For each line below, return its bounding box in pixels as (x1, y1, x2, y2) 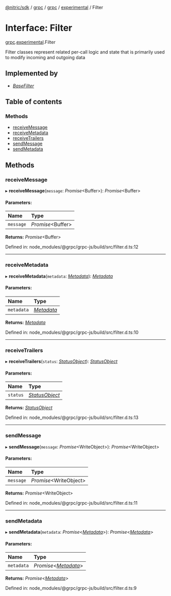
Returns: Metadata (5, 319, 46, 326)
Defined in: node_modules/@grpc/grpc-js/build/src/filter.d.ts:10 (5, 329, 139, 335)
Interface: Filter (5, 22, 72, 34)
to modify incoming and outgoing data (5, 54, 85, 60)
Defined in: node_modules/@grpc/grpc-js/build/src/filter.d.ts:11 (5, 500, 138, 506)
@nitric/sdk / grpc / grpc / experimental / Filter (5, 5, 103, 10)
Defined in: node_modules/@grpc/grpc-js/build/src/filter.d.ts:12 (5, 244, 138, 250)
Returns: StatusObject (5, 405, 52, 411)
